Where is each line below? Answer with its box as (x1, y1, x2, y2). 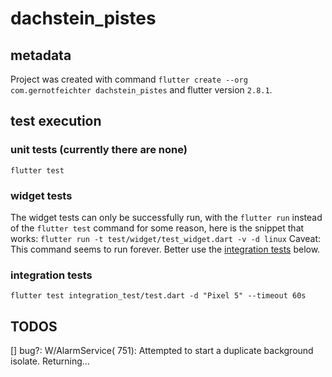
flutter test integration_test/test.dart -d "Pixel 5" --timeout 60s (10, 291, 307, 301)
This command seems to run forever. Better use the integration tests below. (10, 243, 321, 255)
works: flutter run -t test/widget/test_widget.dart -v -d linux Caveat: (10, 232, 322, 244)
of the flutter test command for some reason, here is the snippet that (10, 222, 305, 234)
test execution (10, 113, 102, 130)
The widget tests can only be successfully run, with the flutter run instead (10, 211, 323, 223)
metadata (10, 47, 72, 64)
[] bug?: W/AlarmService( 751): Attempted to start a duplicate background (10, 345, 314, 357)
